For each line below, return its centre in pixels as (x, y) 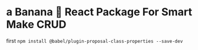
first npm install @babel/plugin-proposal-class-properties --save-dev (95, 41)
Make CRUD (36, 24)
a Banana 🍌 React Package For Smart (99, 12)
